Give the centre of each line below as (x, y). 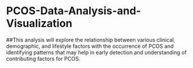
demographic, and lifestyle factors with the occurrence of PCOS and (90, 46)
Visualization (39, 23)
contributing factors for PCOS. (43, 59)
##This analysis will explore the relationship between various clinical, (91, 40)
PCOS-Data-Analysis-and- (74, 11)
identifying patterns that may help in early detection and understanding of (96, 52)
